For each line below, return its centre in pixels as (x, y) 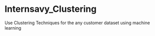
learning (13, 28)
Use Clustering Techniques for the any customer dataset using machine (77, 23)
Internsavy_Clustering (51, 9)
